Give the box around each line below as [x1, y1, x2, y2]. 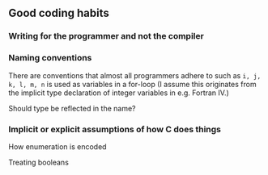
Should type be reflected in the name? [8, 103, 136, 113]
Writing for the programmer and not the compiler [8, 31, 204, 42]
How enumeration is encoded [8, 141, 107, 152]
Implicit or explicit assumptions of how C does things [8, 123, 221, 135]
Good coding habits [8, 6, 109, 20]
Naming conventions [8, 52, 92, 64]
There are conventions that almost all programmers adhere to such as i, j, [8, 70, 262, 80]
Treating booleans [8, 157, 69, 167]
